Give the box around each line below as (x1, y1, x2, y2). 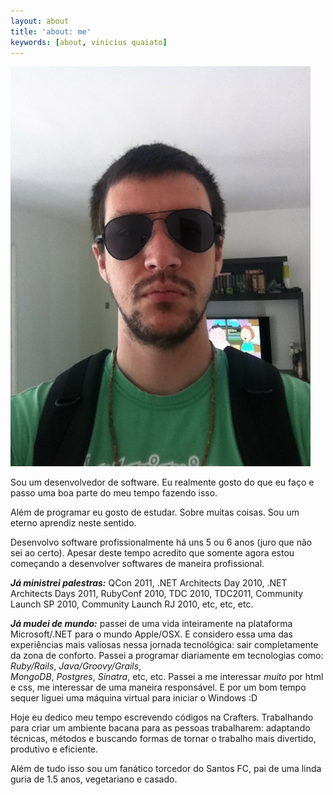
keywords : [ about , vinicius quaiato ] (10, 37, 168, 47)
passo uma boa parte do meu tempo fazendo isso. (10, 487, 218, 499)
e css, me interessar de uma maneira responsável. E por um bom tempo (10, 681, 307, 694)
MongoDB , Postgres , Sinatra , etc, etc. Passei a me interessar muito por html (10, 671, 324, 683)
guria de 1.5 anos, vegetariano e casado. (10, 773, 178, 785)
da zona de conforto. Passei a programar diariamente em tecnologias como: (10, 650, 324, 662)
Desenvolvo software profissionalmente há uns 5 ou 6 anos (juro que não (10, 536, 313, 549)
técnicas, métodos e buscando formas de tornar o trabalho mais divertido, (10, 733, 317, 745)
